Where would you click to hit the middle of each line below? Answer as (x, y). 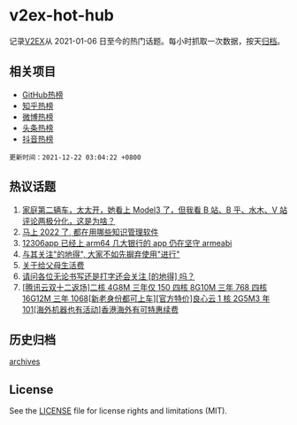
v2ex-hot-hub (62, 15)
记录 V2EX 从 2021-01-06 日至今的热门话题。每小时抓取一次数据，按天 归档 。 (147, 41)
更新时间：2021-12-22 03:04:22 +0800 (75, 157)
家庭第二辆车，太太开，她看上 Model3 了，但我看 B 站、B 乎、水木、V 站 (155, 210)
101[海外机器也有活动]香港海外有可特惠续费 (100, 309)
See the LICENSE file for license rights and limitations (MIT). (118, 411)
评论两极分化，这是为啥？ (69, 220)
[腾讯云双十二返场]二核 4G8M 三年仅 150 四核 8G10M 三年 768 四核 (145, 287)
